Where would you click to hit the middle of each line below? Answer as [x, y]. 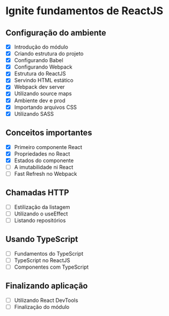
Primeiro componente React [48, 147]
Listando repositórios [40, 220]
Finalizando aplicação [47, 286]
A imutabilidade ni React [43, 167]
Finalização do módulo [42, 307]
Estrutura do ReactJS [40, 74]
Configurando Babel [38, 60]
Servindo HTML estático [44, 80]
